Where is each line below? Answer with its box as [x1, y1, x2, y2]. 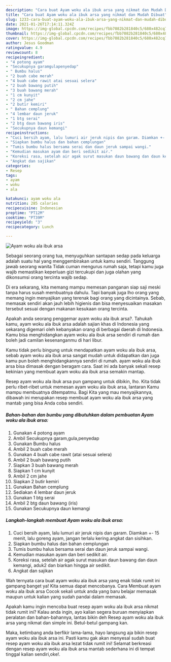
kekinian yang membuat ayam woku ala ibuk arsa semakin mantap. [6, 369, 146, 374]
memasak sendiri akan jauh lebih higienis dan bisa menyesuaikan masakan [6, 300, 162, 306]
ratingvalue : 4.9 [6, 45, 43, 50]
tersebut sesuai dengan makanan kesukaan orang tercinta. [6, 306, 128, 311]
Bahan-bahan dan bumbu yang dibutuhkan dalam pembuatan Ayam [6, 412, 154, 418]
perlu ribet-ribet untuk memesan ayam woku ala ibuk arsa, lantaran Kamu [6, 384, 159, 390]
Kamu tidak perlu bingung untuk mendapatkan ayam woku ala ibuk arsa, [6, 347, 157, 353]
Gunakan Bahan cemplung [13, 484, 69, 490]
